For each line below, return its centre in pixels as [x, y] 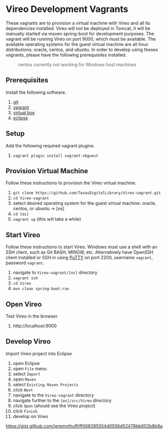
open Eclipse [26, 363]
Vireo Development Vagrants [67, 9]
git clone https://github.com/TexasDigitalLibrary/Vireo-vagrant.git [87, 193]
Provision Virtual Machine [47, 171]
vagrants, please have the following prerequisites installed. [66, 55]
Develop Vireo [28, 341]
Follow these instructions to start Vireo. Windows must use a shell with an [81, 247]
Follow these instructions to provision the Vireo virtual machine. [71, 183]
